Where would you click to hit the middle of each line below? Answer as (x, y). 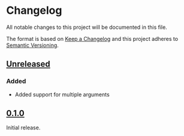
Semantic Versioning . (32, 45)
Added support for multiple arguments (62, 94)
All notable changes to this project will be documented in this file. (87, 27)
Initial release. (23, 128)
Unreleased (28, 64)
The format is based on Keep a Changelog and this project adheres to (92, 39)
